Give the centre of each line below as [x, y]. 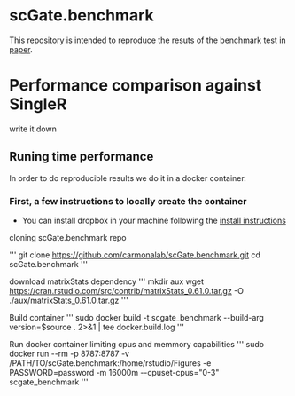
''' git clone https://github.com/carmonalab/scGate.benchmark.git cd [135, 255]
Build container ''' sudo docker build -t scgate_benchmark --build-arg [136, 317]
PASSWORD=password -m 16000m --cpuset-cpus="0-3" [114, 372]
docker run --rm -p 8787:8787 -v [70, 353]
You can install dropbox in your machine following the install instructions [154, 220]
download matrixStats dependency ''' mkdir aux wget [107, 281]
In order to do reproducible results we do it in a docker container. [128, 178]
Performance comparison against [136, 86]
